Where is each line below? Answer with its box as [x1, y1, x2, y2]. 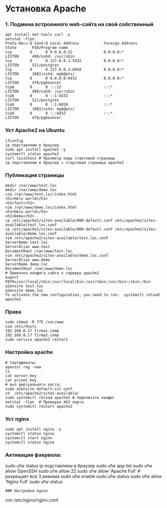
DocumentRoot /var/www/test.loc [5, 248, 72, 254]
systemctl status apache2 [5, 151, 59, 156]
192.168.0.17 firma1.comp [5, 328, 59, 333]
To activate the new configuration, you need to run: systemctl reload [5, 292, 160, 297]
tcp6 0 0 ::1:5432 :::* [5, 93, 113, 98]
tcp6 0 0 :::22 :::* [5, 84, 113, 90]
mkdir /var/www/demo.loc [5, 187, 57, 192]
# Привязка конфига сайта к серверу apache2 [5, 270, 99, 275]
